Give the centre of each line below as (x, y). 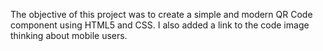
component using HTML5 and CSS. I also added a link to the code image (160, 25)
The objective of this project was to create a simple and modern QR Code (161, 14)
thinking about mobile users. (69, 35)
